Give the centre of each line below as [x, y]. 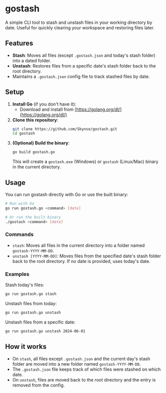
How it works [26, 347]
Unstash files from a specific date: [40, 322]
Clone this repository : [35, 120]
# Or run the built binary [33, 217]
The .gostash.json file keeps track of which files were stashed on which [86, 369]
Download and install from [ [48, 109]
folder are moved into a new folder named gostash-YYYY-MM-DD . [77, 364]
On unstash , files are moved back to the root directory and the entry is [84, 380]
